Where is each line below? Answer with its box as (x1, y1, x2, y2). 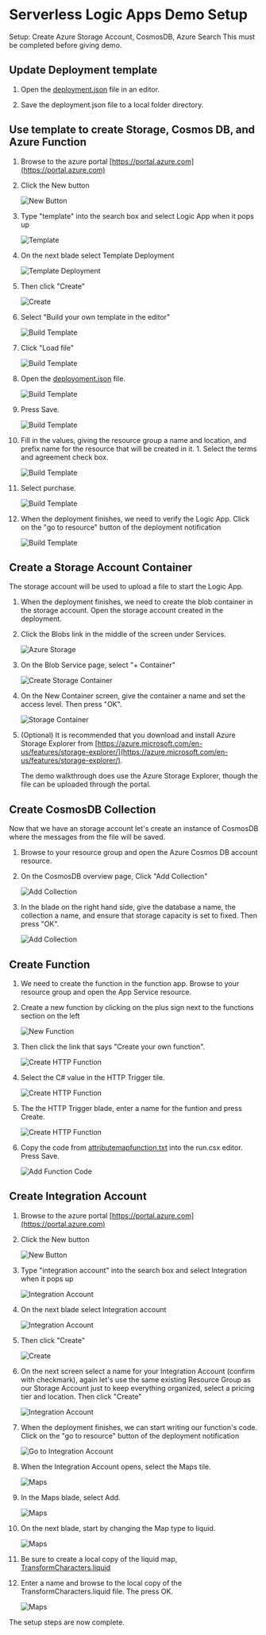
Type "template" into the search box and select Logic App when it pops (20, 211, 255, 220)
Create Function (9, 957, 91, 971)
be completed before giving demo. (9, 40, 122, 49)
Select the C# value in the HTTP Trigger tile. (20, 1073, 165, 1082)
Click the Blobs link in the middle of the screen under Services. (20, 630, 227, 639)
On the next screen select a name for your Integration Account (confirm (20, 1366, 255, 1376)
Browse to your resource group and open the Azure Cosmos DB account (20, 848, 258, 857)
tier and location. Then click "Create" (20, 1392, 142, 1401)
